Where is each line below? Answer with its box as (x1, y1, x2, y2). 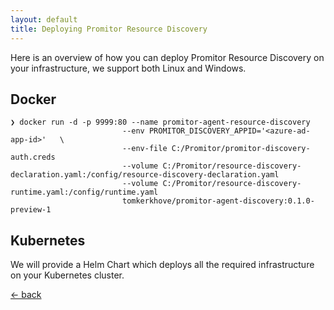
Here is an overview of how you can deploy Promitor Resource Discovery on (10, 51, 325, 63)
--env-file (121, 144, 168, 154)
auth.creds (10, 152, 56, 163)
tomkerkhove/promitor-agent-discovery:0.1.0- (121, 196, 315, 206)
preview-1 (10, 205, 52, 215)
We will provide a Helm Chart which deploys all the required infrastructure (10, 259, 315, 271)
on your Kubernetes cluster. (10, 269, 125, 281)
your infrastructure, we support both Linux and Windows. (10, 62, 247, 74)
